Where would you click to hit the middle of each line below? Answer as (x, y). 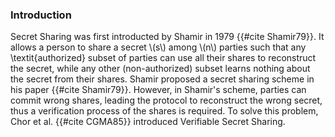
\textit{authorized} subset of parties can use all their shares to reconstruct (163, 58)
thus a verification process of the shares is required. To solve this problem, (164, 111)
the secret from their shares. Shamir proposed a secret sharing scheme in (162, 79)
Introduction (41, 15)
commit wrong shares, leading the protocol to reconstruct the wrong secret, (166, 100)
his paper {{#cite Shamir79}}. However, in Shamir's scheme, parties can (158, 90)
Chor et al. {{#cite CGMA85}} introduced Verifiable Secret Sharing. (148, 122)
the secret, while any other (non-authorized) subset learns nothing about (160, 69)
